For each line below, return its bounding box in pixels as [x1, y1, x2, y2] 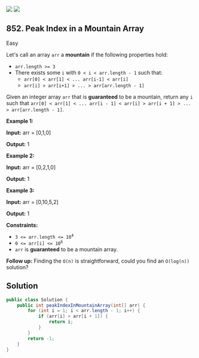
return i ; [48, 319, 74, 325]
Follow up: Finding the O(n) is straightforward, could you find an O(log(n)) [6, 257, 190, 264]
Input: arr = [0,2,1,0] [6, 163, 56, 171]
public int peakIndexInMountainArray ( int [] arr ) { [17, 302, 146, 308]
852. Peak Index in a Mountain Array [6, 24, 145, 34]
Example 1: [6, 117, 34, 125]
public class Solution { [6, 297, 68, 303]
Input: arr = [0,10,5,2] [6, 198, 59, 205]
